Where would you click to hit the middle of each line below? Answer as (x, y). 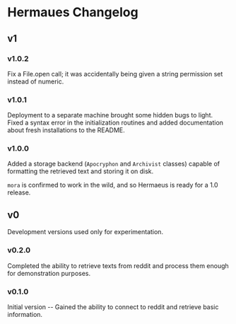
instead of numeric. (36, 81)
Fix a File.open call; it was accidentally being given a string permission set (115, 74)
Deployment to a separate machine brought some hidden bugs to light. (110, 115)
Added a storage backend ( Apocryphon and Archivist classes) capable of (114, 164)
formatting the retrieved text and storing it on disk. (81, 171)
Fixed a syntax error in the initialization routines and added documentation (116, 123)
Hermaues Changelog (73, 12)
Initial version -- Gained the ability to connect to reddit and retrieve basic (113, 307)
